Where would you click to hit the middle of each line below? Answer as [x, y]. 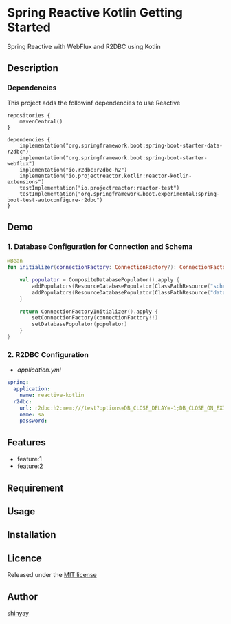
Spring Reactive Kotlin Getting [95, 13]
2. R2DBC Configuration [48, 354]
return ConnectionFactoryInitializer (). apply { [89, 312]
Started [29, 27]
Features [26, 442]
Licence [25, 558]
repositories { [29, 115]
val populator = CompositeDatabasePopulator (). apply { [100, 280]
